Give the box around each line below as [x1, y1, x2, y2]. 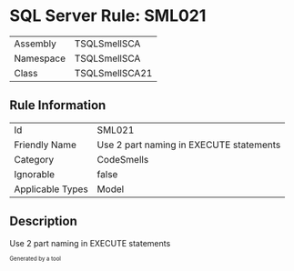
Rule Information [9, 97, 106, 114]
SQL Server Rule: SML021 [9, 5, 207, 26]
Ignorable [14, 167, 56, 180]
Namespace [14, 52, 66, 65]
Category [14, 153, 55, 166]
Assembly [14, 37, 57, 50]
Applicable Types [14, 183, 88, 196]
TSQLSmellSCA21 [74, 66, 153, 79]
